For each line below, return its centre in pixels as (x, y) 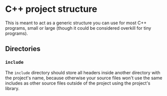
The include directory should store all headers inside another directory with (83, 72)
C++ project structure (51, 9)
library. (12, 88)
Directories (23, 49)
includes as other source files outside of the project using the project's (78, 83)
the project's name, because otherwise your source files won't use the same (84, 78)
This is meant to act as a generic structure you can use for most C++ (76, 23)
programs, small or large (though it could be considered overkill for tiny (78, 28)
